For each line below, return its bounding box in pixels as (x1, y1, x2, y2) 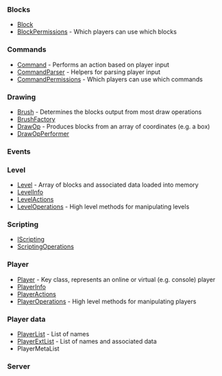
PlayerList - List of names (16, 330, 90, 338)
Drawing (7, 92, 36, 102)
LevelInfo (16, 188, 43, 196)
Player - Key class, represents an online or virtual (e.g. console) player (16, 275, 216, 283)
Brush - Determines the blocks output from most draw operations (16, 108, 202, 116)
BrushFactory (16, 115, 56, 123)
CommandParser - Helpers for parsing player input (16, 67, 161, 76)
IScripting (16, 235, 45, 244)
